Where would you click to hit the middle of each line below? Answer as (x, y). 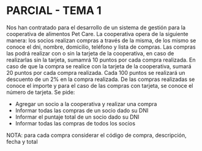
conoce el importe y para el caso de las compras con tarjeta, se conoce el (100, 85)
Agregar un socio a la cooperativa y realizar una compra (86, 104)
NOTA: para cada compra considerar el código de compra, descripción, (96, 135)
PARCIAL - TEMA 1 (54, 11)
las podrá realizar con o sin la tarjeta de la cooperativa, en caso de (90, 53)
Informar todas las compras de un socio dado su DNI (82, 110)
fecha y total (22, 141)
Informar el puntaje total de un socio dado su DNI (77, 117)
